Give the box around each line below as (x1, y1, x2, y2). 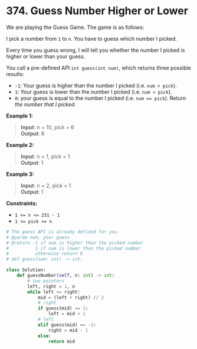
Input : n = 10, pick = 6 (20, 123, 75, 131)
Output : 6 (20, 130, 45, 137)
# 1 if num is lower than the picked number (6, 245, 142, 252)
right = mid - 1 (48, 327, 88, 333)
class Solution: (6, 267, 46, 273)
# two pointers (27, 278, 65, 284)
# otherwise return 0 (6, 251, 83, 257)
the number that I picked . (14, 100, 77, 107)
